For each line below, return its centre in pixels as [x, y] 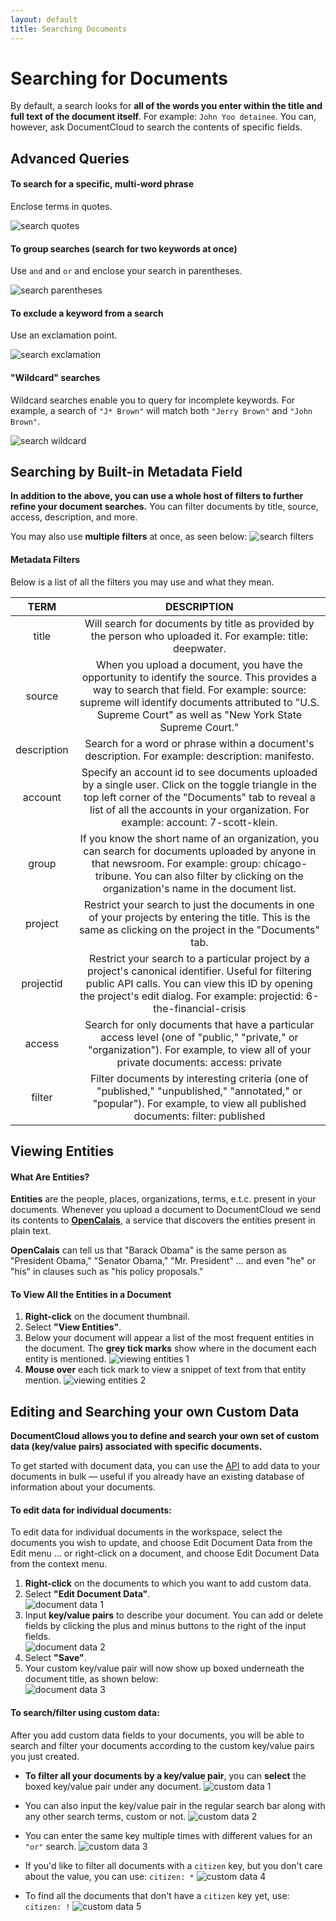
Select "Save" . [55, 1658]
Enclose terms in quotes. [61, 207]
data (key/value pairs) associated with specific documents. [136, 1447]
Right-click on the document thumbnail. [107, 1317]
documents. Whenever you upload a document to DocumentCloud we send [166, 1210]
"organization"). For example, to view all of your [199, 1049]
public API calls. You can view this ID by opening [199, 983]
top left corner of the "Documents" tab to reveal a [199, 797]
